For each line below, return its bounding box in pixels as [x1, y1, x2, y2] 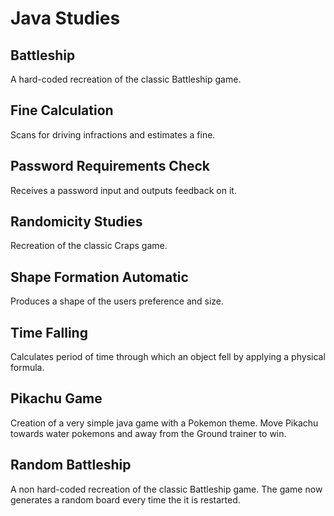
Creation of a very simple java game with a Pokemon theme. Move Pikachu [10, 417, 319, 429]
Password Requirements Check [10, 158, 211, 175]
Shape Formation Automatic [10, 268, 189, 286]
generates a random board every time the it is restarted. [10, 493, 241, 506]
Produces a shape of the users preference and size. [10, 295, 225, 307]
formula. [10, 362, 45, 374]
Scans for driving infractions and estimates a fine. [10, 128, 216, 141]
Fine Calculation [10, 102, 114, 119]
